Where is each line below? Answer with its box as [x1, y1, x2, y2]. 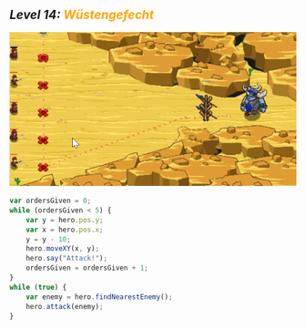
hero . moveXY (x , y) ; [25, 244, 100, 253]
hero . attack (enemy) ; [25, 302, 104, 311]
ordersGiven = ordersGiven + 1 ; [25, 263, 148, 272]
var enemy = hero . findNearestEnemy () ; [25, 292, 173, 302]
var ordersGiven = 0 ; [9, 196, 92, 206]
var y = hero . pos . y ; [25, 215, 104, 224]
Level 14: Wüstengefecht [9, 7, 155, 23]
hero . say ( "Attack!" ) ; [25, 254, 107, 263]
